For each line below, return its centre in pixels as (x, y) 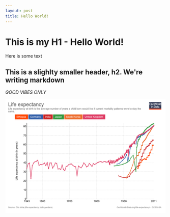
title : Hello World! (27, 16)
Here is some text (24, 56)
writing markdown (35, 80)
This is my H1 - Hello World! (64, 42)
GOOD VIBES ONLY (26, 92)
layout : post (19, 11)
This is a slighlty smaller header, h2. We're (74, 72)
